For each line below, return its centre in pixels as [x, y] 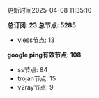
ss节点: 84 [32, 70]
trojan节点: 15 [37, 78]
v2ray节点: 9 [35, 87]
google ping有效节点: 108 [44, 55]
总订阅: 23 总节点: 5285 [42, 25]
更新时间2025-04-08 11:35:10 [49, 10]
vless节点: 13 [36, 40]
